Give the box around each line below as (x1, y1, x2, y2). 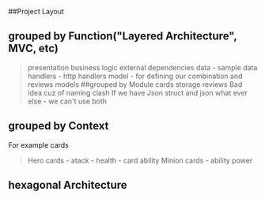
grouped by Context (8, 119, 109, 133)
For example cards (8, 140, 69, 149)
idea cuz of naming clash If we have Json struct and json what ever (27, 88, 248, 97)
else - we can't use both (27, 96, 108, 106)
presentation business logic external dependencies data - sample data (27, 62, 258, 72)
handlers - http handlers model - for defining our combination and (27, 71, 243, 81)
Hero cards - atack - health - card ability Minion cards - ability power (27, 156, 253, 165)
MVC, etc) (8, 42, 59, 55)
